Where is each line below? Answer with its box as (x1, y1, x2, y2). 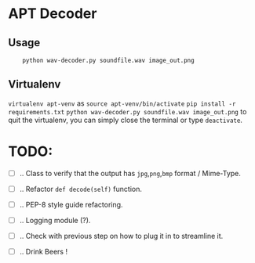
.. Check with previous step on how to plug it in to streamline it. (19, 232, 224, 240)
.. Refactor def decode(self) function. (19, 184, 143, 193)
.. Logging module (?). (19, 215, 91, 225)
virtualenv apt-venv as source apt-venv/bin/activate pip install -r (8, 99, 236, 108)
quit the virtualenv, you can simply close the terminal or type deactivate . (8, 115, 243, 124)
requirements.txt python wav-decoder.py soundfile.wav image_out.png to (8, 106, 247, 116)
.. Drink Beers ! (19, 247, 68, 257)
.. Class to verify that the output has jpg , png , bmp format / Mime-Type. (19, 168, 242, 178)
